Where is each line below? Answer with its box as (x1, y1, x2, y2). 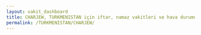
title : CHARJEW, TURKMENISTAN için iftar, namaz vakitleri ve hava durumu (6, 14, 197, 20)
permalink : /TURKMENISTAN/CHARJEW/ (6, 20, 95, 26)
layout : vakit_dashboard (6, 8, 68, 15)
